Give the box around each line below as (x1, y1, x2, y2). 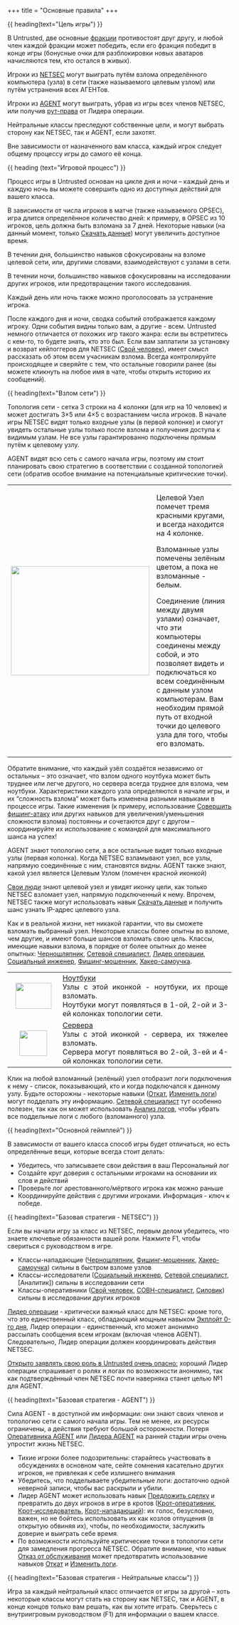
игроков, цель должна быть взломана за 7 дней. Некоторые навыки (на (7, 221, 225, 230)
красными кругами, (156, 511, 225, 520)
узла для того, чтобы (156, 730, 228, 739)
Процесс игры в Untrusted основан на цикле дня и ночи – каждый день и (7, 178, 230, 185)
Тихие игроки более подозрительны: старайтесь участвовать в (17, 1454, 211, 1462)
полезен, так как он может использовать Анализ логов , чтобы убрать (7, 1104, 220, 1113)
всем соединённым (156, 677, 225, 686)
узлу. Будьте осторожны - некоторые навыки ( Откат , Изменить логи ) (7, 1090, 218, 1097)
